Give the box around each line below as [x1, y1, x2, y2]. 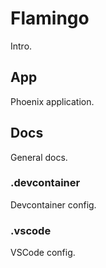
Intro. [10, 40, 33, 52]
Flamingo [10, 7, 90, 30]
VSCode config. [10, 247, 76, 259]
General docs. [10, 151, 68, 163]
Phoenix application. [10, 95, 95, 107]
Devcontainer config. [10, 198, 97, 211]
